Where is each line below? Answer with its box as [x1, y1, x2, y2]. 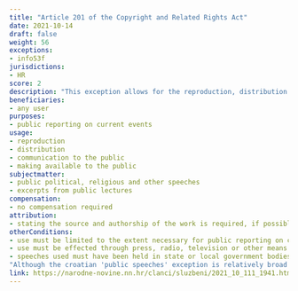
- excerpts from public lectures [9, 186, 133, 195]
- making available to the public [9, 161, 137, 170]
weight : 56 [9, 37, 50, 47]
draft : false [9, 29, 58, 38]
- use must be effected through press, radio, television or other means [9, 244, 288, 253]
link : [9, 269, 29, 278]
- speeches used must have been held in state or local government [9, 252, 264, 262]
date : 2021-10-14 [9, 21, 74, 30]
